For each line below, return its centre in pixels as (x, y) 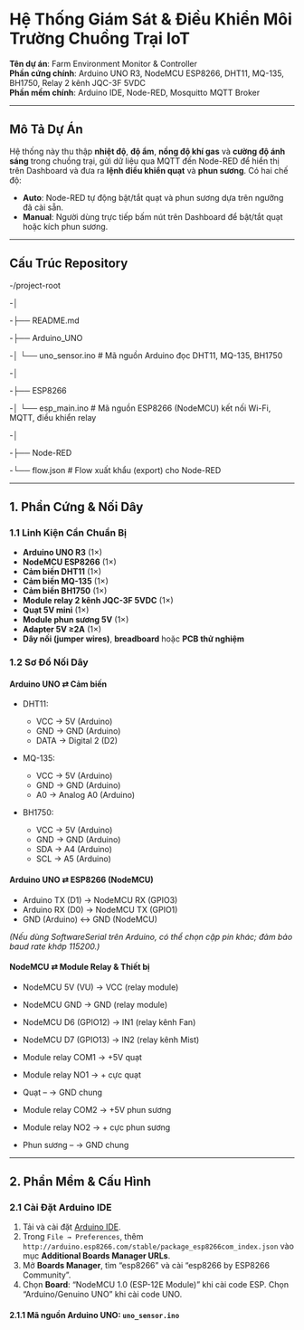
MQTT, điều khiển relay (53, 417)
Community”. (47, 1275)
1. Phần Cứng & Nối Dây (76, 507)
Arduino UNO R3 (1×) (62, 553)
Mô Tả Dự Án (46, 130)
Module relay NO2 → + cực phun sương (96, 1127)
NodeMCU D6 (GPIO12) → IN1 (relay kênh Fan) (109, 1021)
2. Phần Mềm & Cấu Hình (81, 1182)
